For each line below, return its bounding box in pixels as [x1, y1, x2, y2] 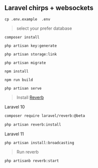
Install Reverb [16, 94, 44, 100]
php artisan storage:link [4, 52, 57, 56]
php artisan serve [4, 86, 42, 91]
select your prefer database [16, 25, 72, 31]
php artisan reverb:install [4, 122, 62, 127]
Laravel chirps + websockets [4, 4, 94, 12]
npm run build [4, 77, 33, 82]
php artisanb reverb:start [4, 158, 59, 164]
